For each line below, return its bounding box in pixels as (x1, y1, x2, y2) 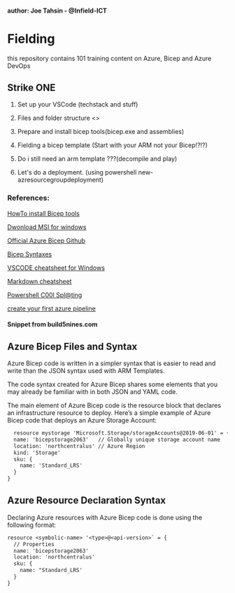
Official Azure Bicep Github (7, 236, 86, 245)
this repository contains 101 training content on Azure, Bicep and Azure (7, 54, 212, 62)
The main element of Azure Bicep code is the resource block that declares (7, 401, 222, 410)
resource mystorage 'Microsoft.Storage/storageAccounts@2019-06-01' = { (13, 430, 230, 437)
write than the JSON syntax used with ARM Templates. (7, 367, 165, 375)
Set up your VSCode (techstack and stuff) (17, 100, 138, 109)
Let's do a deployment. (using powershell (17, 168, 137, 177)
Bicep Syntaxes (7, 250, 52, 258)
